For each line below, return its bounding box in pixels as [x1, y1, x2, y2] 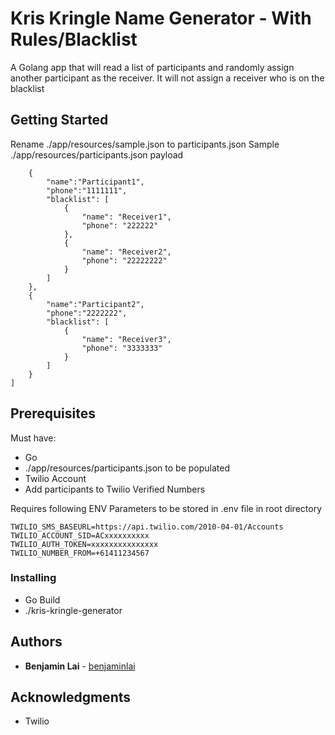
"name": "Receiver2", [81, 247, 172, 257]
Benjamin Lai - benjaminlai [24, 660, 136, 672]
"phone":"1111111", [46, 185, 128, 196]
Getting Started [10, 112, 109, 129]
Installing [10, 571, 57, 585]
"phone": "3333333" [81, 343, 163, 353]
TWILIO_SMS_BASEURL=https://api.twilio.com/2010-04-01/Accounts [10, 522, 284, 532]
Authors [10, 633, 63, 651]
